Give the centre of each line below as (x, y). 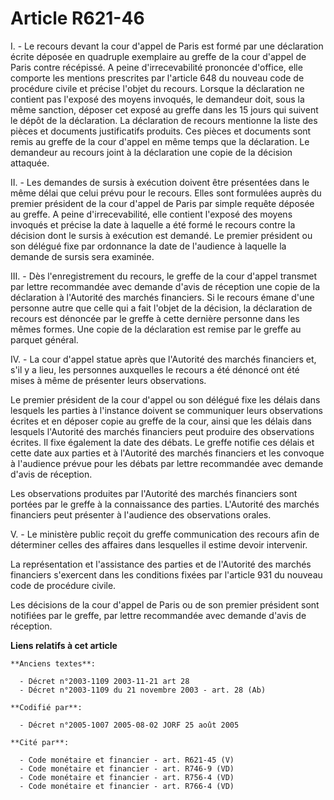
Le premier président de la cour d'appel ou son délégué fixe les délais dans (165, 399)
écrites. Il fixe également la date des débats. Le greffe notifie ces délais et (162, 442)
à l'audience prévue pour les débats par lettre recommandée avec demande (167, 463)
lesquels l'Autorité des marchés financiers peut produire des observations (162, 431)
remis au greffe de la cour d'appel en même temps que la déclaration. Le (160, 141)
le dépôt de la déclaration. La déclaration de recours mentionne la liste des (164, 120)
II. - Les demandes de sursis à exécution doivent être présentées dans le (160, 182)
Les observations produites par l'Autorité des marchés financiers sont (154, 493)
